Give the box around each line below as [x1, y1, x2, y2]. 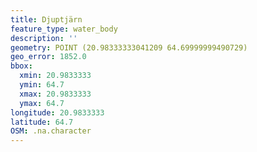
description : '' [10, 33, 78, 43]
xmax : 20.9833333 [19, 89, 92, 99]
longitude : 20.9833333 [10, 107, 105, 118]
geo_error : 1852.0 [10, 52, 87, 62]
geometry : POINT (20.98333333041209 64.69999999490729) [10, 42, 248, 53]
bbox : [10, 61, 33, 71]
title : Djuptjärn [10, 14, 83, 25]
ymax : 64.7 [19, 98, 65, 108]
